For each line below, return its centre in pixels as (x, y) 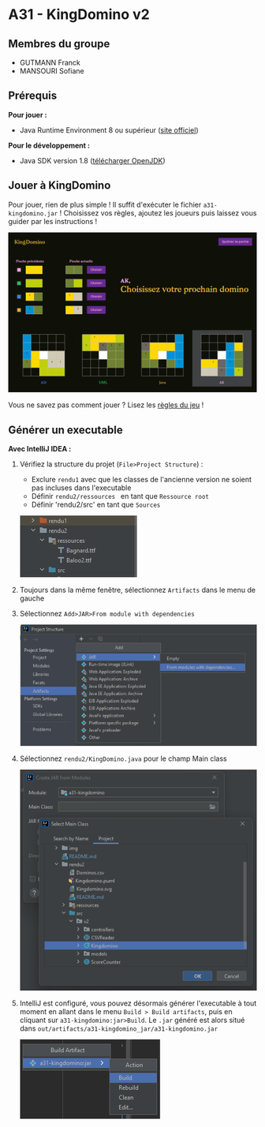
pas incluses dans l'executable (81, 488)
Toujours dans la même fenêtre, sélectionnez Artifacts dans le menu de (138, 590)
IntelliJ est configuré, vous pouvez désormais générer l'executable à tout (138, 1003)
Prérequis (33, 96)
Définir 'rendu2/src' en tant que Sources (96, 505)
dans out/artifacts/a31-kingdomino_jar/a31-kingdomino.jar (119, 1028)
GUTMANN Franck (50, 62)
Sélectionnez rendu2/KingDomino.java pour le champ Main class (123, 758)
